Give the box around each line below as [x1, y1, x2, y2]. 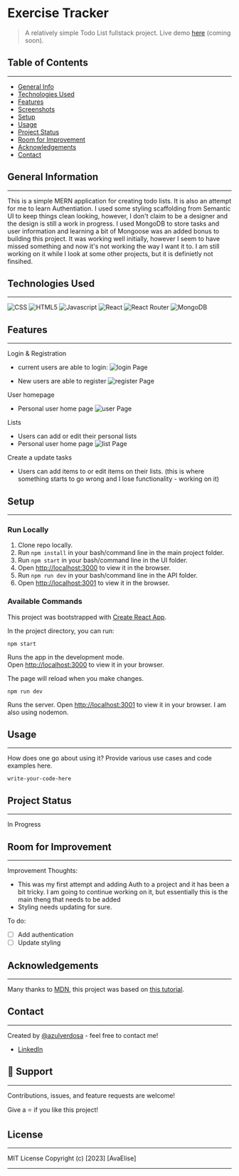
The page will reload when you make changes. [7, 674, 144, 682]
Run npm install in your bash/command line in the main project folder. [17, 549, 225, 557]
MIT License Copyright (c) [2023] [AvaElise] [7, 1154, 137, 1162]
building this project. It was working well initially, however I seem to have [7, 234, 221, 243]
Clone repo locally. [17, 541, 73, 549]
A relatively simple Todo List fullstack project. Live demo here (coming [24, 28, 231, 37]
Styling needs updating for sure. [17, 903, 112, 911]
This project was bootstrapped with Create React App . [7, 613, 167, 621]
